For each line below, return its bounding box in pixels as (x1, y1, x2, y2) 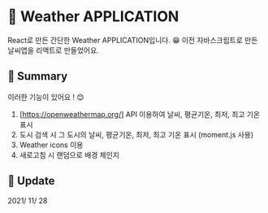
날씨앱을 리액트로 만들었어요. (7, 45, 99, 55)
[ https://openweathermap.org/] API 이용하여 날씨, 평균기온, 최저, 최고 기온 (19, 109, 261, 119)
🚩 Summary (7, 69, 68, 84)
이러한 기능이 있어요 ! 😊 (7, 92, 84, 102)
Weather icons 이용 (19, 140, 84, 150)
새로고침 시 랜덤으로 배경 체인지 (19, 150, 119, 159)
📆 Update (7, 174, 55, 188)
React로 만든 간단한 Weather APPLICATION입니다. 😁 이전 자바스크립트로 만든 (7, 35, 258, 45)
